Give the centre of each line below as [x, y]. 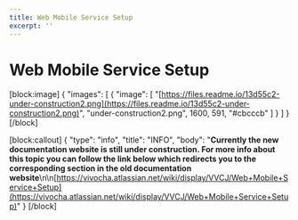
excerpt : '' [31, 26]
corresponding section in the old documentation [101, 168]
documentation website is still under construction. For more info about [142, 150]
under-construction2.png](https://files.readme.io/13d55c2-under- [130, 104]
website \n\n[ [33, 178]
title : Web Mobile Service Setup [71, 17]
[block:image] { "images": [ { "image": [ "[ [85, 94]
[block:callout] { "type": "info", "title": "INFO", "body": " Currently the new [144, 140]
